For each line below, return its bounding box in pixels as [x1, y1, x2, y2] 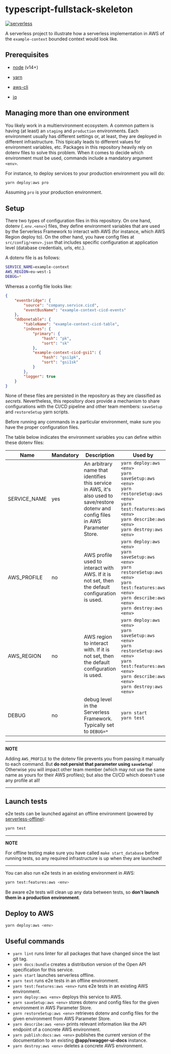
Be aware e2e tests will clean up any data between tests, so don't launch [5, 889, 159, 895]
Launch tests [5, 797, 47, 806]
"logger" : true [23, 374, 56, 379]
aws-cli [12, 84, 28, 90]
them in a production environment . [5, 894, 80, 900]
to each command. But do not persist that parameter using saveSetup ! [5, 761, 154, 767]
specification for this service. [12, 967, 74, 973]
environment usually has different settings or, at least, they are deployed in [5, 133, 162, 139]
